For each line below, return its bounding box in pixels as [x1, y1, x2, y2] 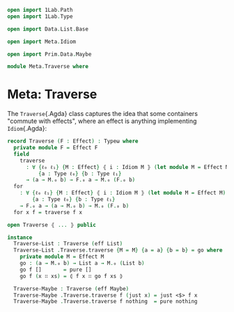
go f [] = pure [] [19, 266, 92, 273]
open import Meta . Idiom [7, 38, 77, 45]
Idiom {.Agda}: [7, 124, 47, 133]
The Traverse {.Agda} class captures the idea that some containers [7, 110, 198, 118]
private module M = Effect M [19, 254, 104, 261]
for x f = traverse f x [13, 208, 82, 215]
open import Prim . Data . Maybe [7, 51, 92, 58]
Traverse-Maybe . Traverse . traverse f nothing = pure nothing [13, 298, 198, 305]
